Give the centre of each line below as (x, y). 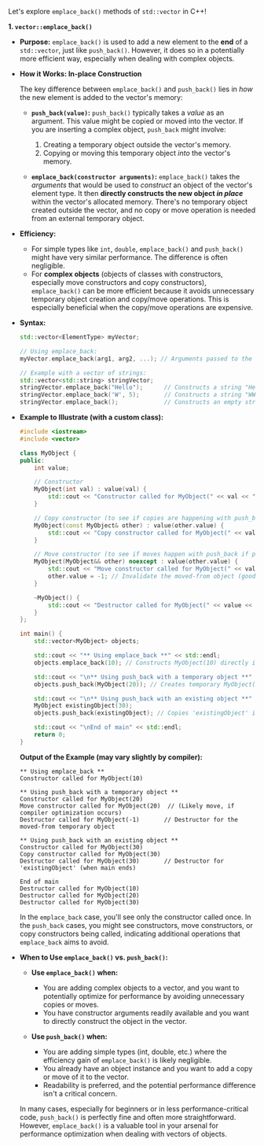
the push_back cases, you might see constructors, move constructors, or (136, 925)
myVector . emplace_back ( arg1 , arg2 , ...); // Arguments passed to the (136, 359)
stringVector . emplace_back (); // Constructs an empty (130, 402)
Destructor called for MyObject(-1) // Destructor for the (128, 819)
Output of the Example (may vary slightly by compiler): (111, 757)
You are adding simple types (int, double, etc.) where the (135, 1052)
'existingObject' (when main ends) (78, 868)
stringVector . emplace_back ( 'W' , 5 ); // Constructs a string (130, 395)
